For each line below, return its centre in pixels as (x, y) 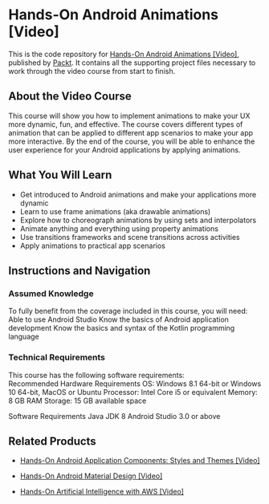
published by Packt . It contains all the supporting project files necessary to (132, 63)
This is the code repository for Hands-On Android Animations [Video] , (124, 54)
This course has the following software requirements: (96, 375)
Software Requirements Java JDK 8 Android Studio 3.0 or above (114, 416)
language (24, 337)
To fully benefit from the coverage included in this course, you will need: (128, 311)
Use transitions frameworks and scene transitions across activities (130, 237)
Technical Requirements (57, 357)
